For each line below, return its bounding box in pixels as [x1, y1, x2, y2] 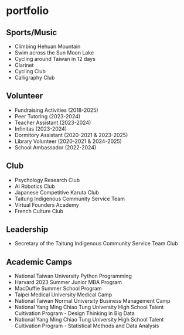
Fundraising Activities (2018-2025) [14, 107, 98, 114]
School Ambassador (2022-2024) [14, 143, 97, 151]
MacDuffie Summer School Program [14, 285, 102, 292]
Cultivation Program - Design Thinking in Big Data [14, 310, 135, 317]
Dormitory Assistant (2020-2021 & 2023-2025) [14, 131, 128, 138]
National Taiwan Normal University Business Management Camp [14, 298, 171, 305]
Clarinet [14, 61, 34, 69]
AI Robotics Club [14, 183, 56, 190]
